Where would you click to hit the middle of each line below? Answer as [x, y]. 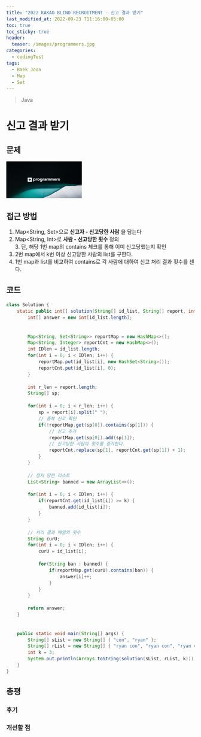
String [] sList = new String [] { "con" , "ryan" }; [92, 640]
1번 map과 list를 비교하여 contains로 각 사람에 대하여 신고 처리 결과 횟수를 [101, 262]
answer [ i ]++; [76, 576]
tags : [13, 63]
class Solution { [28, 305]
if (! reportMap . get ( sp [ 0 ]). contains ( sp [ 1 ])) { [96, 425]
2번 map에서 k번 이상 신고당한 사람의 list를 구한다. [74, 254]
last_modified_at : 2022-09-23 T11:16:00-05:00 [65, 19]
